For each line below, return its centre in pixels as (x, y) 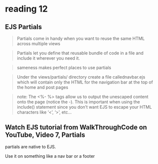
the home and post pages (43, 87)
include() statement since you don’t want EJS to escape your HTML (84, 107)
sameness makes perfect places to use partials (64, 67)
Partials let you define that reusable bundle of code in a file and (80, 53)
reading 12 (26, 9)
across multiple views (39, 44)
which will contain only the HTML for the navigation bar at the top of (85, 82)
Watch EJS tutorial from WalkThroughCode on (76, 127)
